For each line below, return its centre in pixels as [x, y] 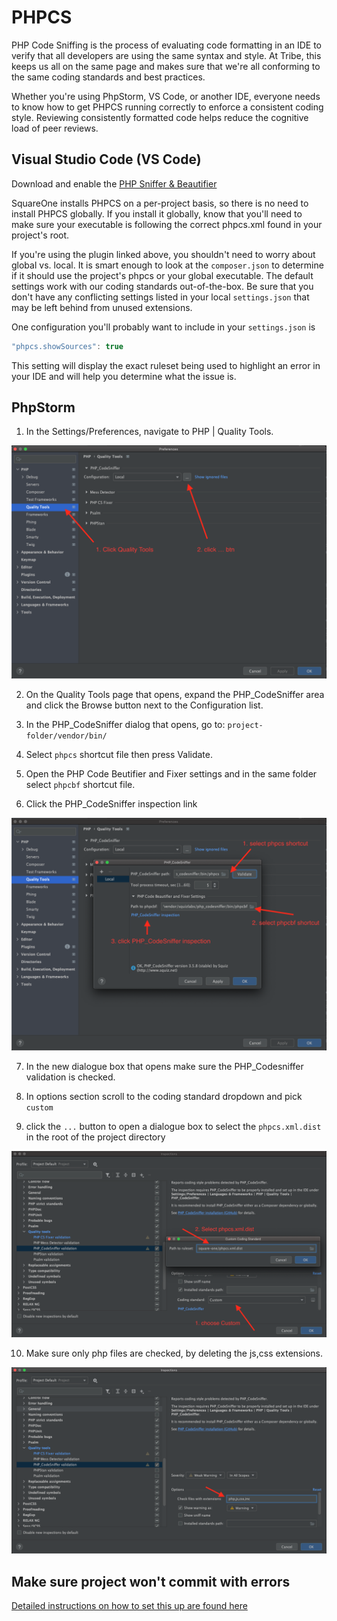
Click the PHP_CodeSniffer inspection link [111, 803]
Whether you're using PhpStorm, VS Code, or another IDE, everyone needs [166, 96]
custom [39, 1107]
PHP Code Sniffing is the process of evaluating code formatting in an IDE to [166, 45]
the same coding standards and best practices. [108, 77]
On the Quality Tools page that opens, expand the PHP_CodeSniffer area [175, 694]
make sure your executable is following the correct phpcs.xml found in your [167, 224]
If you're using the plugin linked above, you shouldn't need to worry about [163, 254]
